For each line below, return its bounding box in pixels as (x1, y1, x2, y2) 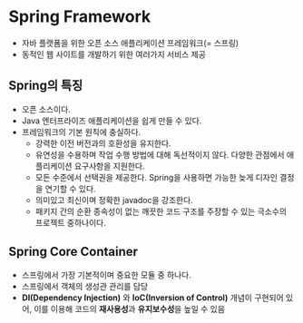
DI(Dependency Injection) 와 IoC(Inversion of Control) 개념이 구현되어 (21, 292, 284, 303)
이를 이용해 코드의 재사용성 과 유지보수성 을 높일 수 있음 (34, 303, 226, 314)
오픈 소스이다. (21, 103, 72, 114)
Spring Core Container (8, 244, 138, 259)
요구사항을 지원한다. (73, 161, 145, 171)
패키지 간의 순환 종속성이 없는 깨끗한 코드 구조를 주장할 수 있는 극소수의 (34, 206, 288, 217)
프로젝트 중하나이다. (34, 217, 106, 228)
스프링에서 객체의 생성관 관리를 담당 (21, 280, 149, 291)
